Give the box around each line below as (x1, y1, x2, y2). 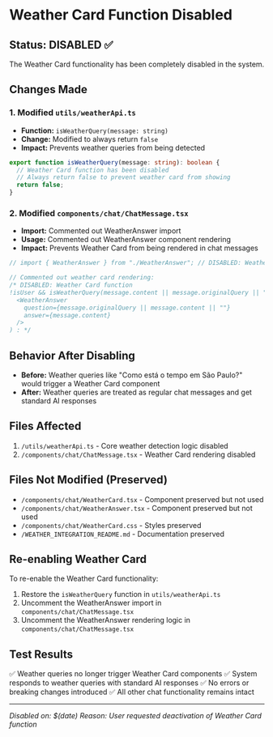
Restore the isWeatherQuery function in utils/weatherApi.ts (20, 590, 221, 599)
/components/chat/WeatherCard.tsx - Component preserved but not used (20, 494, 264, 504)
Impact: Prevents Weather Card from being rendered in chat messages (20, 243, 258, 253)
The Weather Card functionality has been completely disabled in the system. (9, 59, 265, 69)
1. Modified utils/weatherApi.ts (9, 107, 136, 118)
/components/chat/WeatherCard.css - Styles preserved (20, 520, 202, 530)
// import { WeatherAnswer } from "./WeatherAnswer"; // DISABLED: (9, 259, 242, 267)
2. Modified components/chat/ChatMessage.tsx (9, 207, 189, 219)
